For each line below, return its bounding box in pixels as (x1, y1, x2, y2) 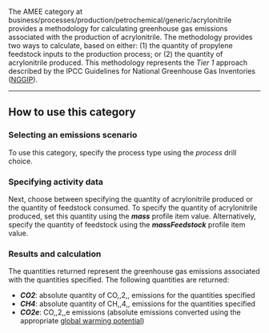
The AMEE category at (8, 7, 82, 16)
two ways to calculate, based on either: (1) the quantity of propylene (8, 41, 234, 50)
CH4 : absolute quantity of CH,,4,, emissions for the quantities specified (19, 299, 256, 309)
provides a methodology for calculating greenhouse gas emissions (8, 24, 228, 33)
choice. (8, 156, 34, 166)
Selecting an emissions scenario (8, 130, 138, 141)
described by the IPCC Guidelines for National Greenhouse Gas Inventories (8, 66, 256, 75)
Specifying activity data (8, 176, 104, 187)
